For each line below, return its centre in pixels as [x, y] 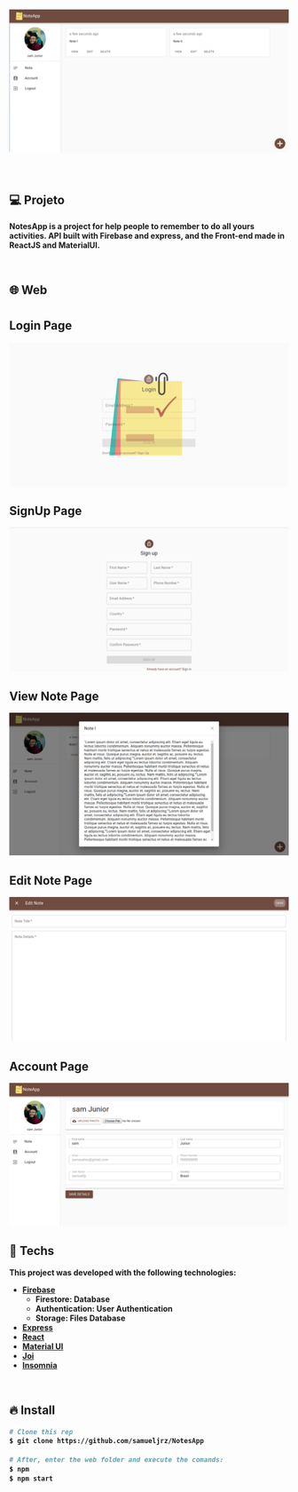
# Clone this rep [41, 1432]
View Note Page [54, 696]
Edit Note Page [51, 881]
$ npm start [31, 1479]
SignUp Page [46, 511]
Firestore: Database [73, 1299]
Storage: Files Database [80, 1318]
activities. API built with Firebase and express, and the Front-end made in [147, 235]
